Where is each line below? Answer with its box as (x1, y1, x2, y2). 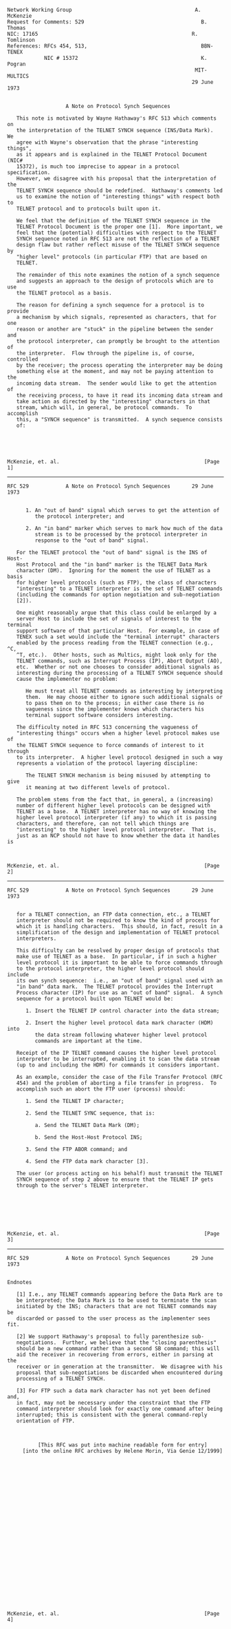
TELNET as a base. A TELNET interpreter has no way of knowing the (16, 808, 217, 815)
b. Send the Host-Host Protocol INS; (34, 1134, 143, 1141)
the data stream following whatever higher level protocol (34, 1031, 208, 1038)
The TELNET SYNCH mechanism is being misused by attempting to (25, 772, 211, 779)
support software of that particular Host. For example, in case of (16, 627, 220, 634)
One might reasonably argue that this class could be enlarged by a (16, 609, 217, 616)
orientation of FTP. (16, 1418, 76, 1425)
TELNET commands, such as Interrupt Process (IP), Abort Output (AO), (16, 658, 223, 664)
